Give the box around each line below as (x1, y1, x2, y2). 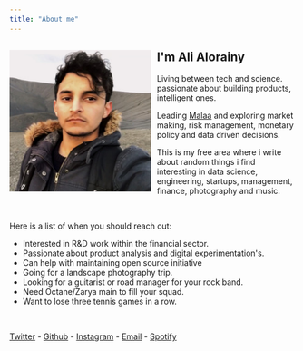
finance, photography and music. (157, 186, 281, 197)
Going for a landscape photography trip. (22, 268, 173, 278)
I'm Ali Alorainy (157, 50, 245, 65)
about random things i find (157, 157, 256, 168)
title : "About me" (9, 15, 79, 24)
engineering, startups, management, (157, 176, 293, 187)
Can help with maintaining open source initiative (22, 258, 202, 268)
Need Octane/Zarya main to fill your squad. (22, 287, 184, 297)
